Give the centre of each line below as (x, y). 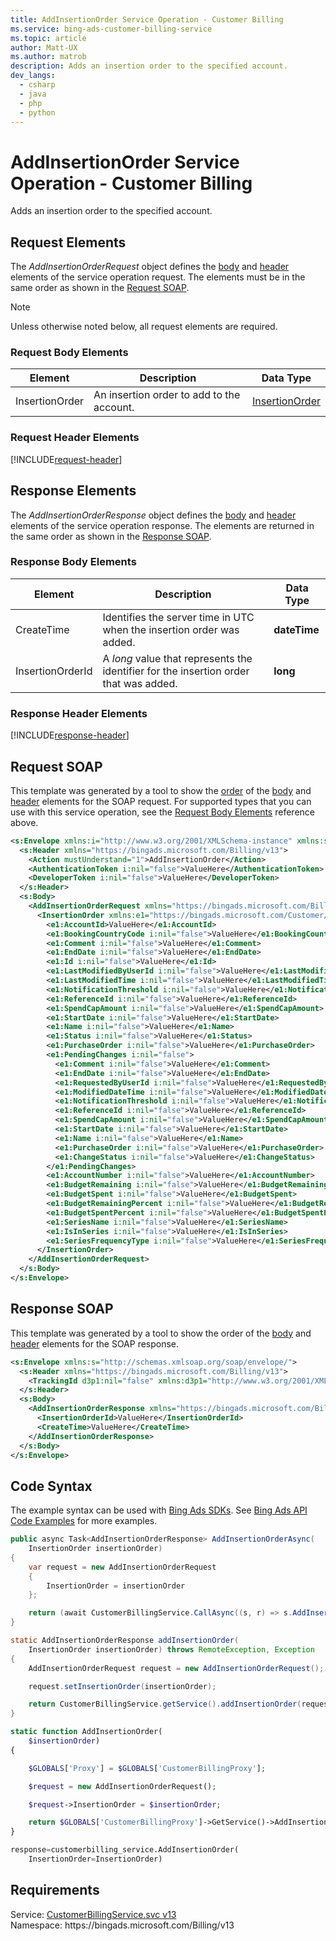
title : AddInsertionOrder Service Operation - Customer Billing (147, 19)
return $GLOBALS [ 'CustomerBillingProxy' (113, 1822)
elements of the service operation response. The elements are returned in (162, 525)
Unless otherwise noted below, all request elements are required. (144, 327)
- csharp (37, 85)
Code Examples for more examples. (84, 1521)
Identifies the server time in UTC (178, 617)
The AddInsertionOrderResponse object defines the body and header (153, 515)
